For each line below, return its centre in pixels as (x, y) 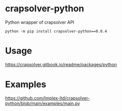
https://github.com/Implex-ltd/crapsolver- (48, 98)
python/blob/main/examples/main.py (42, 103)
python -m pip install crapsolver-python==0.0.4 (56, 31)
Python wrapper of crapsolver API (40, 22)
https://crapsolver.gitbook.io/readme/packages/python (61, 64)
